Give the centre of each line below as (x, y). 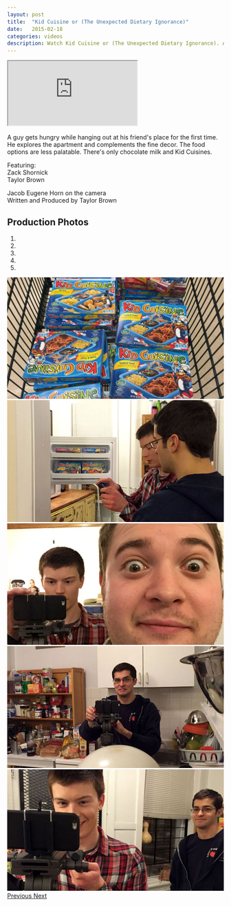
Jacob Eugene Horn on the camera (57, 193)
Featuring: (22, 166)
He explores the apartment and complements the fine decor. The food (106, 145)
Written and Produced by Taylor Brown (62, 201)
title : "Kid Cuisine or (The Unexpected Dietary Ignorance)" (98, 22)
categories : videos (35, 36)
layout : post (26, 14)
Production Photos (48, 222)
